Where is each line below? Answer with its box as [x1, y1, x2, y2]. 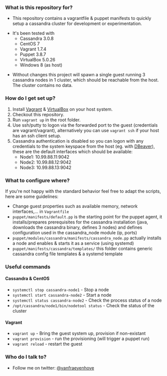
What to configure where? [5, 177, 70, 184]
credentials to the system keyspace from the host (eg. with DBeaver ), [12, 143, 155, 149]
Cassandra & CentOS [5, 276, 50, 282]
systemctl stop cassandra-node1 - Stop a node [12, 287, 109, 293]
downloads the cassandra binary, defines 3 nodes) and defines [12, 224, 143, 230]
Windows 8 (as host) [19, 62, 63, 68]
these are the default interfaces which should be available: [12, 149, 133, 155]
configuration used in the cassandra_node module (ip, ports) [12, 229, 137, 235]
